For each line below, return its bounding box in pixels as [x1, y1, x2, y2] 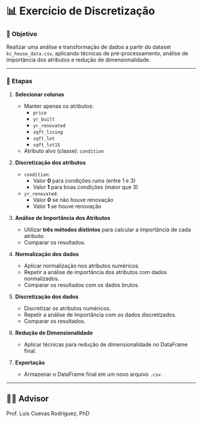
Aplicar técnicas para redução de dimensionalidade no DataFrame [23, 340, 188, 348]
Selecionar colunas [14, 90, 64, 98]
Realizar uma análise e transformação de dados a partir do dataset [6, 43, 171, 51]
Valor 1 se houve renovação [32, 202, 102, 210]
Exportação [14, 359, 45, 366]
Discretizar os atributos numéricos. [23, 304, 111, 312]
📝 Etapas [6, 77, 33, 86]
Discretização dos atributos [14, 158, 86, 166]
